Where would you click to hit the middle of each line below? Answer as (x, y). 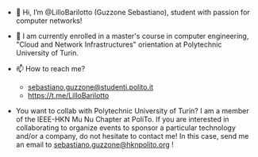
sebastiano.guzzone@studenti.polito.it (90, 87)
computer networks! (49, 21)
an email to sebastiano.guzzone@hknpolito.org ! (95, 144)
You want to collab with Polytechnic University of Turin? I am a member (132, 111)
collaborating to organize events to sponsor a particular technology (126, 128)
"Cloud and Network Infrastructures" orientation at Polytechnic (119, 44)
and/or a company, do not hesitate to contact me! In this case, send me (132, 136)
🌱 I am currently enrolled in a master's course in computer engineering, (132, 36)
